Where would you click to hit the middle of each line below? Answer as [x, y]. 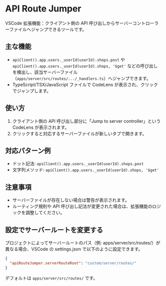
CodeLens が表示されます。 [41, 127]
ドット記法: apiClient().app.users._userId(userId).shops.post [78, 164]
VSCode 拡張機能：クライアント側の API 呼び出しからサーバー [69, 23]
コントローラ [146, 23]
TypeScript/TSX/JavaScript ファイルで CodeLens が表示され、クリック [85, 84]
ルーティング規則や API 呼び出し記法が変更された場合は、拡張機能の [82, 206]
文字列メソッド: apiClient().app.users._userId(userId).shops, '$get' [85, 170]
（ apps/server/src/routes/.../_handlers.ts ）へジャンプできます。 [82, 78]
